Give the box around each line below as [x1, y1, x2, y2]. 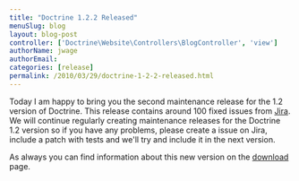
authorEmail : [9, 55, 58, 64]
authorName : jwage [9, 47, 78, 56]
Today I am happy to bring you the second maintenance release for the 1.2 [9, 96, 284, 107]
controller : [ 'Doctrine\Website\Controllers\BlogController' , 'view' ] [9, 38, 278, 47]
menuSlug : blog [9, 22, 66, 30]
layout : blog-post [9, 30, 78, 39]
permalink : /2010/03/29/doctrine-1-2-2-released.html [9, 72, 215, 81]
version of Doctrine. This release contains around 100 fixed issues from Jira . [9, 105, 291, 116]
